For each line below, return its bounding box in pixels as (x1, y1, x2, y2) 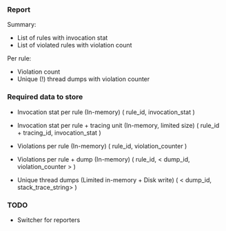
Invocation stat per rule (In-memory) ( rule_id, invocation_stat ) (17, 108, 195, 116)
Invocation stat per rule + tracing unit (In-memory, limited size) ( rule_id (17, 121, 220, 129)
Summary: (7, 21, 37, 29)
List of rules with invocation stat (17, 34, 108, 42)
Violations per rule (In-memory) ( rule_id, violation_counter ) (17, 142, 187, 150)
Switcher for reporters (17, 215, 81, 224)
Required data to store (7, 92, 83, 102)
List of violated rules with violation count (17, 41, 132, 49)
